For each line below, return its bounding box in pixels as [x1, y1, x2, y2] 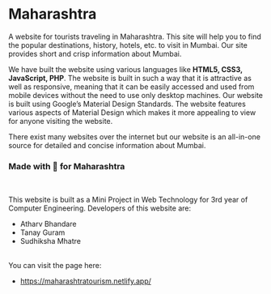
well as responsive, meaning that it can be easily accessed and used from [8, 82, 255, 92]
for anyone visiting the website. [8, 116, 113, 126]
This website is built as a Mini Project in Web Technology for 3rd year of [8, 195, 248, 205]
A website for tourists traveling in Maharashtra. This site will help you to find [8, 32, 261, 41]
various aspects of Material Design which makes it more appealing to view [8, 107, 256, 117]
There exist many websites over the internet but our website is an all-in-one [8, 131, 261, 142]
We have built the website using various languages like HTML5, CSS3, [8, 64, 243, 74]
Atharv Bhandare [19, 219, 77, 229]
